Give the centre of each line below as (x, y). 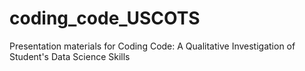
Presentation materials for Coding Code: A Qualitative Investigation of (152, 46)
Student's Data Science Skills (70, 56)
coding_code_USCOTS (105, 18)
